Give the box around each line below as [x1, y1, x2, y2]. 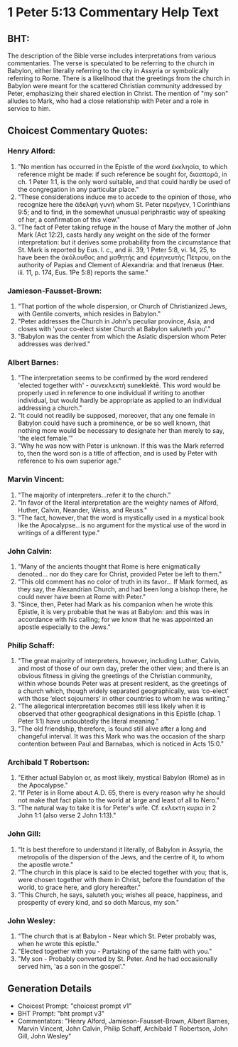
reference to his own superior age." [17, 456, 121, 466]
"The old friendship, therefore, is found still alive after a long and [17, 724, 207, 733]
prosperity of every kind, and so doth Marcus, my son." [17, 898, 180, 906]
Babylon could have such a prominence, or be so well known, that [17, 419, 211, 427]
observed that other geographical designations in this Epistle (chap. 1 [17, 709, 220, 718]
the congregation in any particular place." [17, 185, 139, 193]
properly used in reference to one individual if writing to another [17, 389, 205, 397]
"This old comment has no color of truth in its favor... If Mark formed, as [17, 577, 228, 586]
